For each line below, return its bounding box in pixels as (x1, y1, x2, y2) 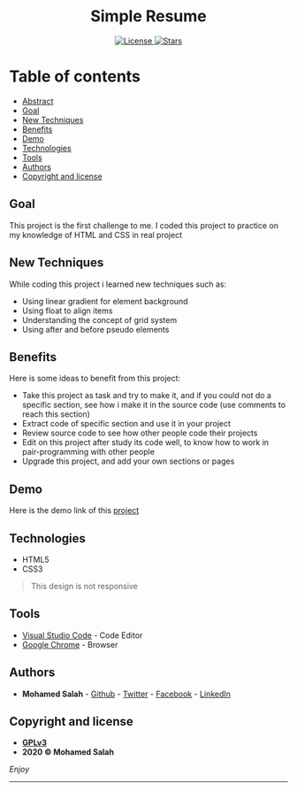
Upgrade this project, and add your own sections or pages (21, 456, 235, 466)
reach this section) (21, 409, 91, 419)
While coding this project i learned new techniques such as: (9, 279, 227, 289)
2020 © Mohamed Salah (21, 747, 115, 757)
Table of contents (9, 66, 141, 87)
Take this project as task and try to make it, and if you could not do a (21, 390, 272, 401)
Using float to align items (21, 305, 113, 316)
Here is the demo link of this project (9, 505, 140, 516)
